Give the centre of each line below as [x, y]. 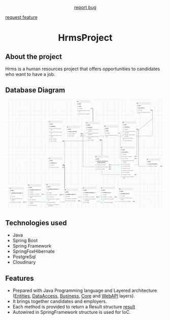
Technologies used [36, 223]
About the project [34, 56]
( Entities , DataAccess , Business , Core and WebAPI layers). [74, 296]
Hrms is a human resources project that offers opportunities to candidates [83, 69]
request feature [22, 17]
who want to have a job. [30, 74]
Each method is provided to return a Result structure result [74, 307]
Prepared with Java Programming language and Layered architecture [85, 290]
